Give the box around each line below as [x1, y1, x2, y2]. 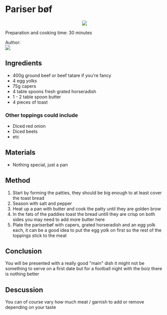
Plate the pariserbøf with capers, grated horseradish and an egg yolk [12, 221, 156, 227]
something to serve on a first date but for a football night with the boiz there [5, 266, 162, 272]
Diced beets [12, 128, 38, 134]
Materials [5, 148, 36, 157]
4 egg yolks [12, 77, 37, 84]
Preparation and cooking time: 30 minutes [5, 29, 92, 36]
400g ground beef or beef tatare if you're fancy [12, 72, 112, 78]
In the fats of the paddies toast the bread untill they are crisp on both [12, 211, 155, 217]
